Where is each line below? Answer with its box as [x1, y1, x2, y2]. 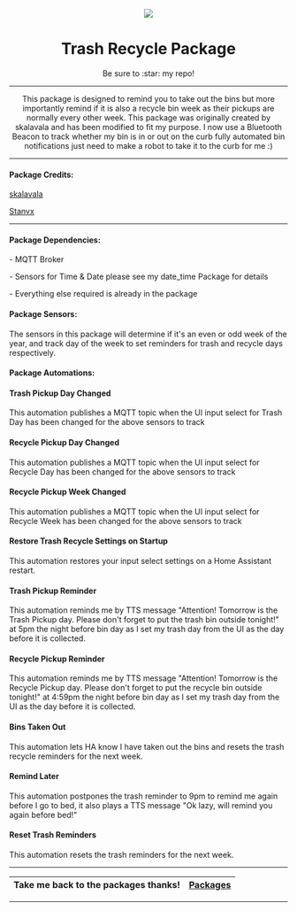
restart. [9, 565, 36, 575]
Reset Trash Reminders [9, 830, 97, 840]
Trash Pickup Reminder [9, 585, 97, 596]
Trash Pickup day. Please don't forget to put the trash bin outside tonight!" [9, 614, 280, 625]
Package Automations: [9, 367, 95, 378]
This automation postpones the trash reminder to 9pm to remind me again [9, 791, 278, 801]
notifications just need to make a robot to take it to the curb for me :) [24, 140, 273, 151]
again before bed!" [9, 809, 78, 820]
